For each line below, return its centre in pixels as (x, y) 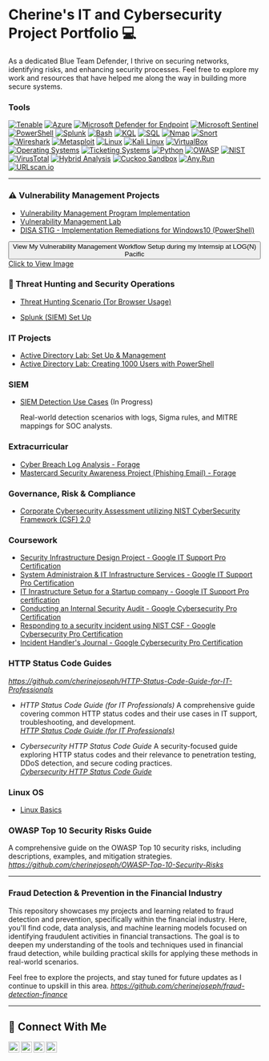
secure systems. (35, 86)
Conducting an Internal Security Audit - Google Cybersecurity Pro (128, 609)
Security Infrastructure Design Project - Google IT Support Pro (123, 557)
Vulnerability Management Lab (70, 221)
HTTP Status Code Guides (60, 664)
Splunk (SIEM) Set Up (56, 317)
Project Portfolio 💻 (72, 33)
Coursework (33, 540)
